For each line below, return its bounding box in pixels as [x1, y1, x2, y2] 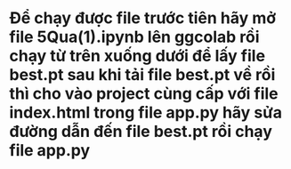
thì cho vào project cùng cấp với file [9, 84, 279, 104]
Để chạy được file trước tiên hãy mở [9, 8, 277, 28]
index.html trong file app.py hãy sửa [9, 102, 283, 123]
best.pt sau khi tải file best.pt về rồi [9, 65, 276, 85]
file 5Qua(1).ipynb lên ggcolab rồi [9, 27, 260, 47]
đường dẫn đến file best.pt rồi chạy [9, 122, 273, 141]
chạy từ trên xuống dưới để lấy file [9, 46, 265, 66]
